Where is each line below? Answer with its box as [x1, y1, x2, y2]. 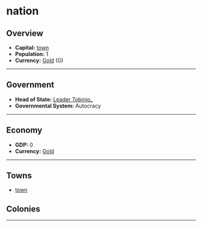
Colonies [6, 204, 41, 214]
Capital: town [14, 44, 49, 51]
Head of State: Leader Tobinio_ [14, 95, 93, 103]
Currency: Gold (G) [14, 57, 64, 64]
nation [6, 4, 39, 18]
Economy [6, 125, 43, 136]
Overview [6, 28, 44, 38]
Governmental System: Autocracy [14, 102, 101, 109]
